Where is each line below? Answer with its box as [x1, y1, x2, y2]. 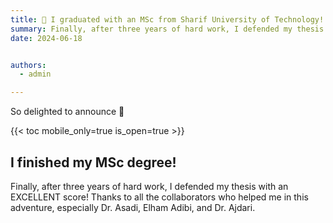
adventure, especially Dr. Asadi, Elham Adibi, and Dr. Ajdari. [10, 201, 256, 213]
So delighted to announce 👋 [10, 106, 125, 118]
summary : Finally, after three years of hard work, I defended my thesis [10, 24, 325, 34]
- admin [19, 69, 52, 80]
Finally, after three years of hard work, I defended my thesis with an [10, 180, 289, 192]
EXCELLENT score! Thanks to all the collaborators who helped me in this [10, 191, 309, 203]
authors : [10, 60, 47, 70]
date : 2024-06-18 [10, 33, 83, 43]
